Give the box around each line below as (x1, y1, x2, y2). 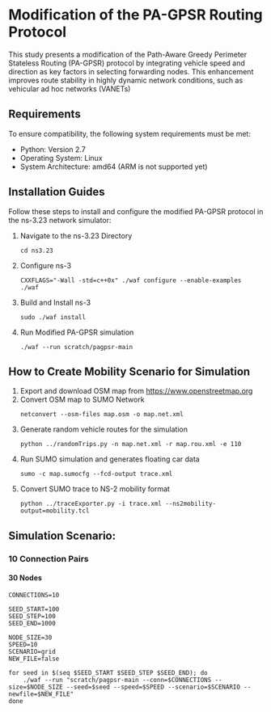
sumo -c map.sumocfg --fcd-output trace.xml (19, 470, 173, 478)
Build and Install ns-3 (19, 297, 91, 307)
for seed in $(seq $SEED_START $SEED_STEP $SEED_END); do (8, 668, 208, 676)
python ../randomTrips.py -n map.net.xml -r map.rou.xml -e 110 (19, 440, 242, 449)
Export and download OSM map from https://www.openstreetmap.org (19, 386, 253, 396)
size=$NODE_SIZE (8, 683, 63, 691)
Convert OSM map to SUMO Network (19, 394, 145, 405)
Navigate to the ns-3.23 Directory (19, 230, 133, 240)
